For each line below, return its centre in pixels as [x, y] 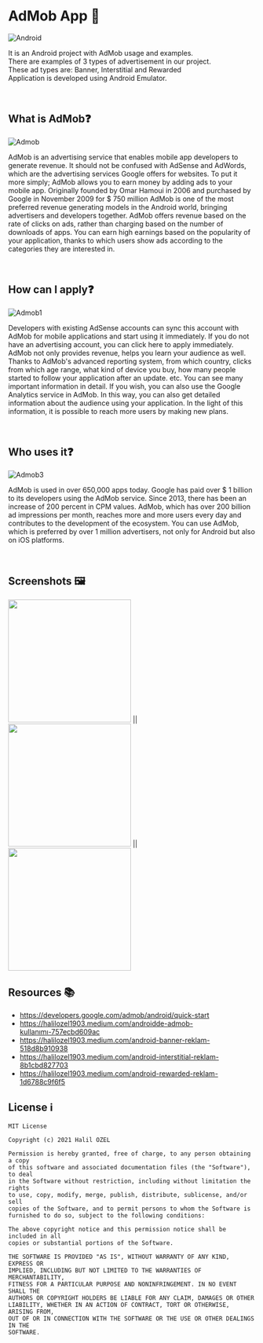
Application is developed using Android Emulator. [88, 78]
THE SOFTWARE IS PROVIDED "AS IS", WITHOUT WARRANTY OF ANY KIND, [119, 1257]
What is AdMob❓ [50, 119]
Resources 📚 [42, 992]
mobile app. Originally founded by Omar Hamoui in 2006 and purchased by [130, 190]
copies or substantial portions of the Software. [91, 1243]
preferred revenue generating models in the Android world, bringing [118, 207]
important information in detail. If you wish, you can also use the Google [124, 386]
